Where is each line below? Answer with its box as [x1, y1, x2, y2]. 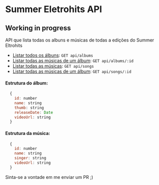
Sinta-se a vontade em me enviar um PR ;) [5, 174, 94, 180]
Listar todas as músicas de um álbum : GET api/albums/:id [12, 58, 134, 64]
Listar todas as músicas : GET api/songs [12, 63, 94, 69]
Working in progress [5, 24, 71, 32]
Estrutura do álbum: [5, 80, 48, 86]
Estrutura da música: [5, 130, 51, 136]
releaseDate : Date [14, 110, 53, 115]
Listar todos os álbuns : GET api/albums [12, 52, 94, 58]
